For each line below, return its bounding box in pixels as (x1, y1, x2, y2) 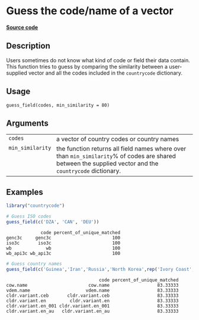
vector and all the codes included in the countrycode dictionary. (28, 69, 182, 76)
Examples (6, 187, 43, 197)
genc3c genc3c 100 (6, 235, 120, 241)
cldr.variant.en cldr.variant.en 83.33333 (6, 297, 179, 303)
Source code (6, 24, 38, 31)
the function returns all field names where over (56, 145, 187, 153)
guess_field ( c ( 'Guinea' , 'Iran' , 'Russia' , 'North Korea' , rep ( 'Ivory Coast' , (6, 266, 195, 272)
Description (6, 41, 50, 51)
